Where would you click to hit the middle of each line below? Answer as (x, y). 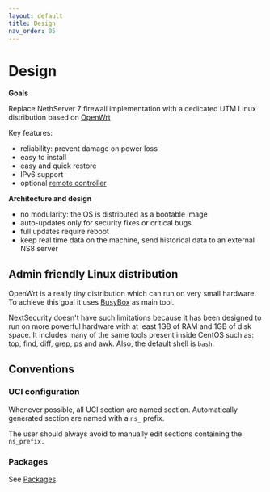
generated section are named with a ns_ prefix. (86, 418)
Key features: (30, 133)
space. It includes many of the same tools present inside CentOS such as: (131, 335)
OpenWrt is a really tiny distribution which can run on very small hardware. (133, 294)
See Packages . (33, 479)
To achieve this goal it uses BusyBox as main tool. (91, 302)
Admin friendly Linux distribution (93, 274)
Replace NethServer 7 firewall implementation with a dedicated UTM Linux (132, 109)
